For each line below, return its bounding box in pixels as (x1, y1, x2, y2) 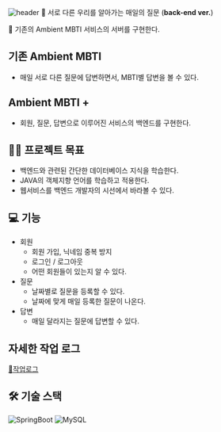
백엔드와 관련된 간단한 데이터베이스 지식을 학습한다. (19, 166, 179, 175)
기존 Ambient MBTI (8, 50, 101, 63)
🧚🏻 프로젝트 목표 (8, 143, 85, 157)
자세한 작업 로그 (8, 342, 81, 355)
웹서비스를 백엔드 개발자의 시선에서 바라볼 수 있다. (19, 185, 174, 195)
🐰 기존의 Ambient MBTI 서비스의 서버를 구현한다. (8, 25, 160, 34)
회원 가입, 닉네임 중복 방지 (31, 247, 112, 257)
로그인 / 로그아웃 (31, 257, 83, 266)
